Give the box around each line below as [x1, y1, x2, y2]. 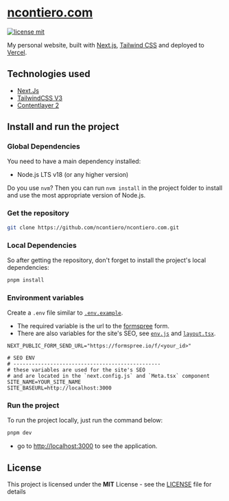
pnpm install [7, 277, 45, 284]
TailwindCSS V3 [16, 94, 63, 102]
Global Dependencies [7, 142, 81, 151]
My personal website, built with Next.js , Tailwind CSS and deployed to [7, 41, 204, 49]
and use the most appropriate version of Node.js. [7, 191, 146, 200]
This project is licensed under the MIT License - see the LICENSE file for [7, 480, 212, 489]
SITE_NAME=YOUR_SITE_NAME [7, 379, 81, 386]
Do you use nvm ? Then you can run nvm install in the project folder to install [7, 184, 223, 192]
